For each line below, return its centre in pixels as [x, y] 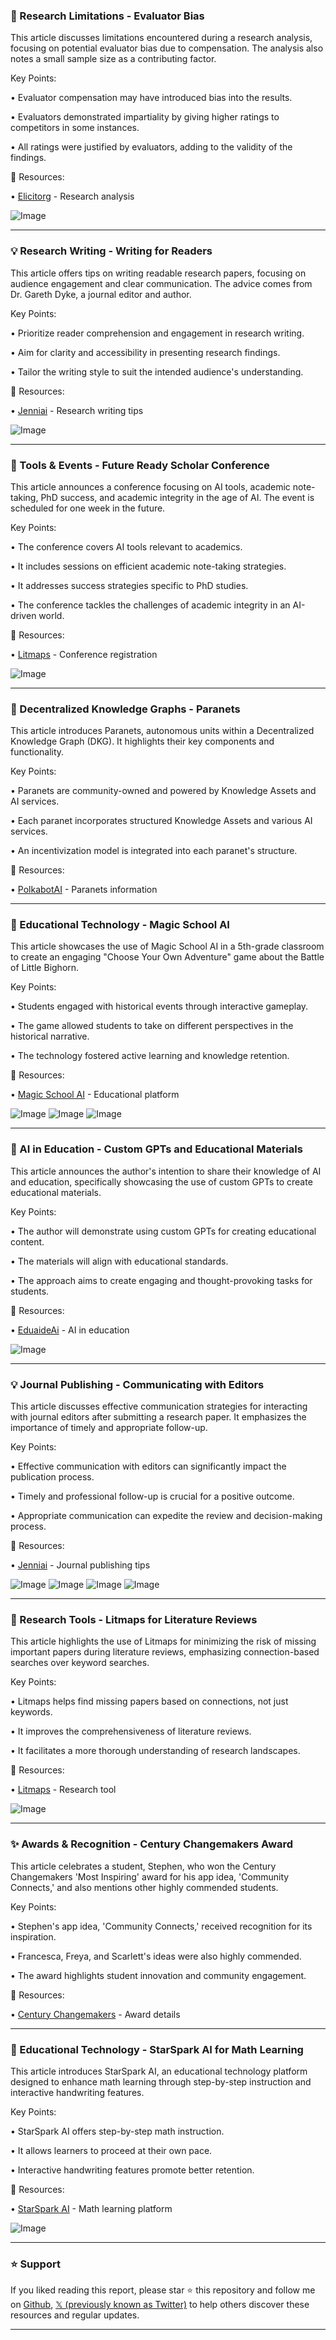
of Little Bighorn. [45, 968]
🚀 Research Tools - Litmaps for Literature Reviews [134, 1619]
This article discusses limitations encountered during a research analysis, [161, 38]
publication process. [52, 1477]
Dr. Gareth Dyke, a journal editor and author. [101, 294]
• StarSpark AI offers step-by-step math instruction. [117, 2131]
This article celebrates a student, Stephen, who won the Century [143, 1866]
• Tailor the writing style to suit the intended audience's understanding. [157, 371]
